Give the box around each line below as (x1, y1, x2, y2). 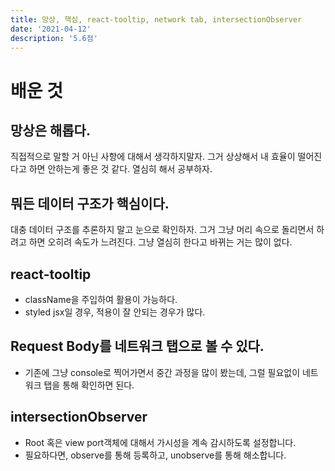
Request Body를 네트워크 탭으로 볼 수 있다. (10, 338, 265, 355)
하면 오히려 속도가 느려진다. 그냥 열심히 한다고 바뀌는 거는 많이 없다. (28, 236, 293, 248)
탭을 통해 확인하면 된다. (43, 379, 135, 391)
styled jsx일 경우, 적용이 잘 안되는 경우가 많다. (24, 306, 206, 318)
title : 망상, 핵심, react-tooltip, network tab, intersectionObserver (10, 14, 303, 25)
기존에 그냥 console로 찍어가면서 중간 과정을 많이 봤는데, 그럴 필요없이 (24, 366, 301, 378)
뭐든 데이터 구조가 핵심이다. (10, 195, 170, 212)
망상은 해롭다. (10, 122, 91, 139)
